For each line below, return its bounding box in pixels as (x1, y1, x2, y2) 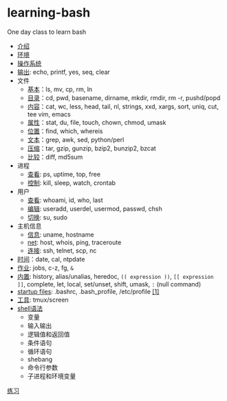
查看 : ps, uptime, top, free (27, 170, 101, 178)
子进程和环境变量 (27, 371, 76, 380)
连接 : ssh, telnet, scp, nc (27, 246, 97, 255)
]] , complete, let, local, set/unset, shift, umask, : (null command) (17, 280, 202, 288)
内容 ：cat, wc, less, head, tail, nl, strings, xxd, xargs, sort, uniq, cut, (27, 102, 219, 110)
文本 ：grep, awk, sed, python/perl (27, 135, 125, 144)
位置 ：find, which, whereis (27, 126, 103, 135)
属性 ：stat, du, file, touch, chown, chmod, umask (27, 118, 166, 126)
